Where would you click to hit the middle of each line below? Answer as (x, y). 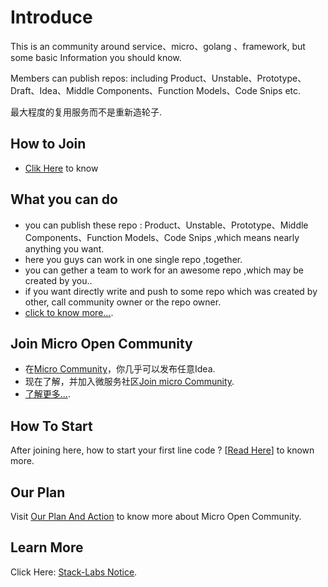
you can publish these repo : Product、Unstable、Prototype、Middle (166, 225)
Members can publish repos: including (89, 78)
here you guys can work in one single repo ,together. (133, 259)
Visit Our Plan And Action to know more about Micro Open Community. (156, 516)
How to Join (48, 144)
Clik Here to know (61, 168)
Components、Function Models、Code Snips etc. (199, 90)
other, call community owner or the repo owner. (123, 302)
